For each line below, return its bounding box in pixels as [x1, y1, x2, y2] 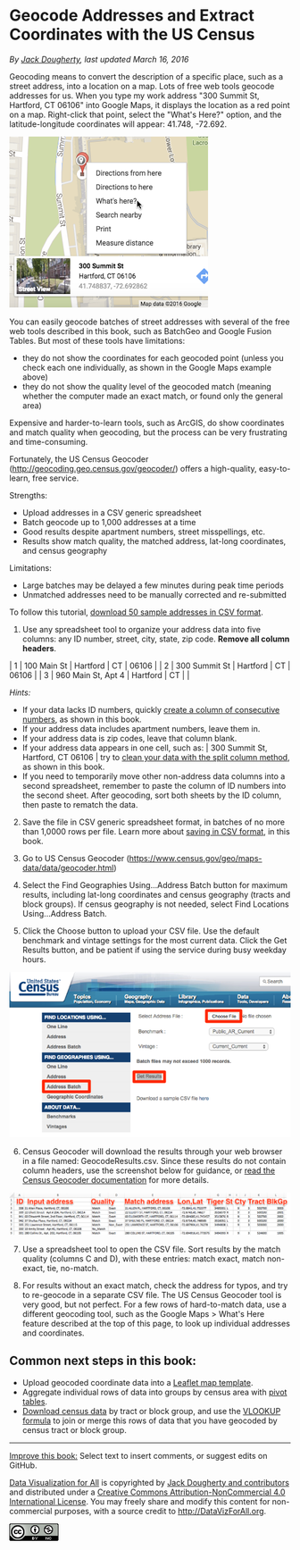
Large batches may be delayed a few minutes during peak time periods [21, 580, 284, 591]
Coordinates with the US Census [9, 24, 255, 45]
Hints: [9, 687, 31, 698]
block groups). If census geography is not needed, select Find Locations [21, 899, 289, 909]
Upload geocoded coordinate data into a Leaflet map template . [21, 1377, 254, 1387]
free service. [32, 473, 79, 483]
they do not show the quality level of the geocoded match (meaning [21, 381, 272, 391]
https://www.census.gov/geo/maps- [129, 852, 262, 863]
